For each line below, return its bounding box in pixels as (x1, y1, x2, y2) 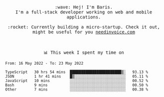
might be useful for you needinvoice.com (32, 29, 136, 35)
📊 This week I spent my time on (43, 50, 125, 55)
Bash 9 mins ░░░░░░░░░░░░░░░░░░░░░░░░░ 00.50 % (5, 83, 149, 88)
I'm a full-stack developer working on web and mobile (15, 9, 153, 15)
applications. (66, 14, 101, 20)
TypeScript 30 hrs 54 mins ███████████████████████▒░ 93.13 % (5, 70, 149, 75)
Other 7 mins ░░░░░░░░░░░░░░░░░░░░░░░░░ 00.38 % (5, 87, 149, 92)
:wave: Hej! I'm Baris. (54, 4, 113, 10)
